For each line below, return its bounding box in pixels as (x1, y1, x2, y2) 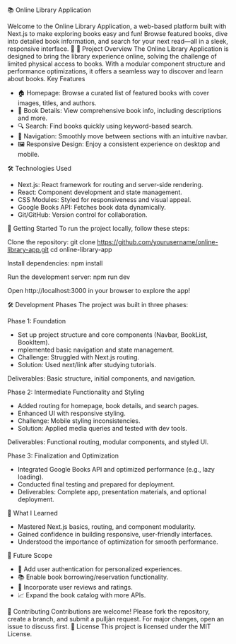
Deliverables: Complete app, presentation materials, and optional (17, 488, 207, 496)
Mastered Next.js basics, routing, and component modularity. (17, 523, 196, 531)
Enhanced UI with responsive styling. (17, 409, 126, 417)
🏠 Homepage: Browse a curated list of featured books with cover (17, 89, 210, 97)
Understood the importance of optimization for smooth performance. (17, 537, 218, 546)
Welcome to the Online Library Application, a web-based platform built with (7, 22, 227, 30)
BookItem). (17, 338, 50, 346)
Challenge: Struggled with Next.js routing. (17, 353, 140, 362)
